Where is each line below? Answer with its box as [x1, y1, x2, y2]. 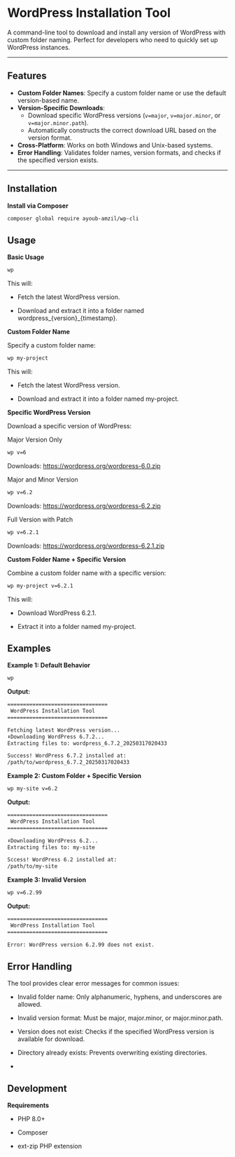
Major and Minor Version [7, 475, 78, 484]
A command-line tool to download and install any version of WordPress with [7, 28, 226, 37]
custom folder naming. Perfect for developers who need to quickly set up [7, 35, 218, 44]
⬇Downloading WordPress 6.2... [7, 837, 99, 844]
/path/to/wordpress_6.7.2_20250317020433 [7, 759, 130, 766]
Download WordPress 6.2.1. [17, 609, 97, 617]
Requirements [7, 1101, 50, 1110]
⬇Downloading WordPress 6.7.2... [7, 733, 105, 740]
